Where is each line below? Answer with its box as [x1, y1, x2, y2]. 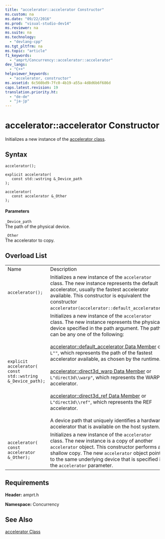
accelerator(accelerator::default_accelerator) [50, 305, 164, 311]
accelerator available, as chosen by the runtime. [50, 355, 161, 362]
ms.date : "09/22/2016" [5, 16, 52, 21]
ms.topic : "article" [5, 48, 48, 53]
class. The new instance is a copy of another [50, 437, 153, 444]
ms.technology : [5, 35, 36, 40]
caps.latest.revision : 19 [5, 85, 58, 90]
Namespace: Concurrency [5, 501, 59, 507]
